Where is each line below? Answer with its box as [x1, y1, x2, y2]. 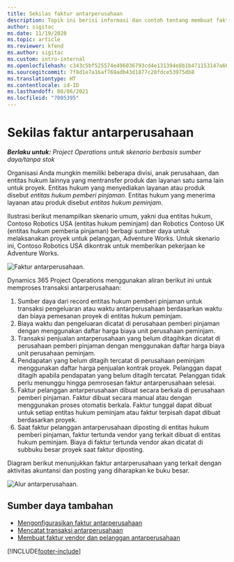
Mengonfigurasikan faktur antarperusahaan [17, 518, 143, 527]
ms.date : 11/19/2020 [7, 29, 68, 37]
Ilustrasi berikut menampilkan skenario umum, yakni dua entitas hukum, [7, 212, 213, 220]
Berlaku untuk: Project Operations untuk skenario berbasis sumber [7, 147, 201, 156]
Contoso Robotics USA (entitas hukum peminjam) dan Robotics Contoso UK [7, 219, 225, 228]
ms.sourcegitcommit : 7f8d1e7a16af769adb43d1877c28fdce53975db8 [7, 68, 195, 75]
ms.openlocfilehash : [7, 62, 68, 69]
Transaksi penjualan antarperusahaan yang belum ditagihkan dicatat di [17, 334, 221, 342]
